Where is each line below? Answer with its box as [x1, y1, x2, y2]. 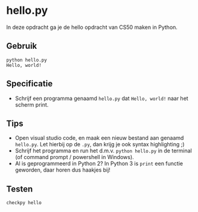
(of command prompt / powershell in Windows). [14, 154, 134, 161]
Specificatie [6, 79, 53, 89]
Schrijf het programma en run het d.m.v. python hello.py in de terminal [14, 147, 192, 154]
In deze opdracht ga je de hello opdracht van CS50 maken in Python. [6, 23, 178, 31]
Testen [6, 184, 33, 194]
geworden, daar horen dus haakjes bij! [14, 166, 110, 173]
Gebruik [6, 41, 37, 51]
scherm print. [14, 101, 49, 108]
